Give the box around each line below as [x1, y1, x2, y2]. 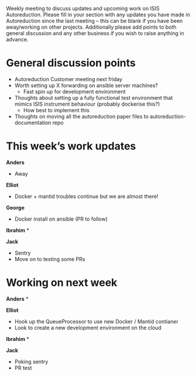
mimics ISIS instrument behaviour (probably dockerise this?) [14, 100, 160, 107]
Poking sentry [14, 358, 49, 365]
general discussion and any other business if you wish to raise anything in [6, 30, 184, 37]
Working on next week [6, 276, 118, 290]
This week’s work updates [6, 140, 136, 153]
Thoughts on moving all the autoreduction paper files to [14, 113, 149, 120]
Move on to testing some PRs [14, 255, 85, 262]
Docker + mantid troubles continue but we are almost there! [14, 193, 159, 200]
